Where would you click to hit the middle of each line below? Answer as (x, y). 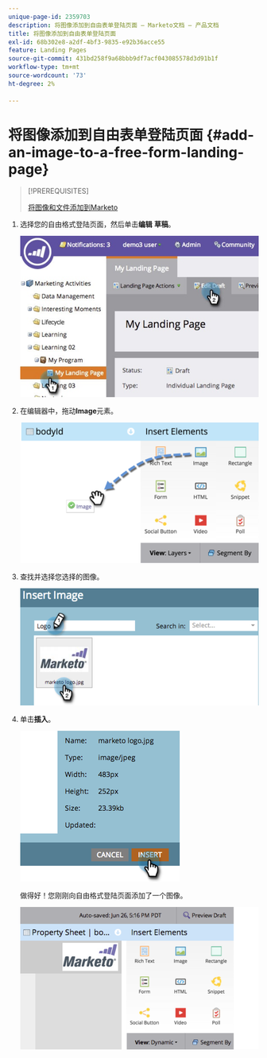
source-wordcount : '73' (48, 75)
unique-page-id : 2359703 (49, 17)
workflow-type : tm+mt (44, 68)
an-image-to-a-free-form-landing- (126, 152)
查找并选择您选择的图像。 (62, 577)
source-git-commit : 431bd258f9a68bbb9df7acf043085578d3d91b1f (113, 59)
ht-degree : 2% (32, 83)
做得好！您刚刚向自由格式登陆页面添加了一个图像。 (103, 895)
